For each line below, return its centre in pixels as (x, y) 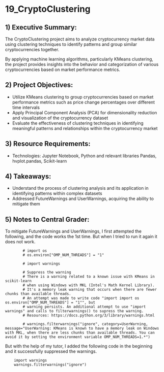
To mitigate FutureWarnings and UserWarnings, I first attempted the (73, 231)
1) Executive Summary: (41, 27)
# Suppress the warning (47, 272)
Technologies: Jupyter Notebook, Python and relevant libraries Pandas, (84, 156)
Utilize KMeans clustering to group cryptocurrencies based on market (83, 97)
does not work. (20, 242)
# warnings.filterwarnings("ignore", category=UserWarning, (85, 324)
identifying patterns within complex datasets (57, 194)
